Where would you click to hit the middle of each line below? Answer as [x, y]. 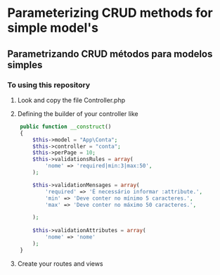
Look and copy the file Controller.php [71, 100]
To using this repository [48, 84]
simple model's [53, 28]
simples [25, 65]
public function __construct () [66, 127]
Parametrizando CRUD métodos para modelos [110, 54]
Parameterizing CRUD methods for [110, 13]
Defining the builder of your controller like [78, 113]
